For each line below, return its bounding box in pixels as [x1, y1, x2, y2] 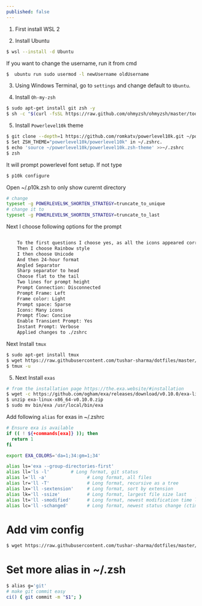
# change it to [6, 206, 44, 212]
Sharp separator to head [17, 268, 79, 274]
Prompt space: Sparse [17, 301, 71, 308]
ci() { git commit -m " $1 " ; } [6, 594, 82, 600]
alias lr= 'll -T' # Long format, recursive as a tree [6, 480, 179, 486]
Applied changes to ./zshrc [17, 329, 87, 335]
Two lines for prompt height [17, 279, 90, 285]
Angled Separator [17, 262, 61, 268]
